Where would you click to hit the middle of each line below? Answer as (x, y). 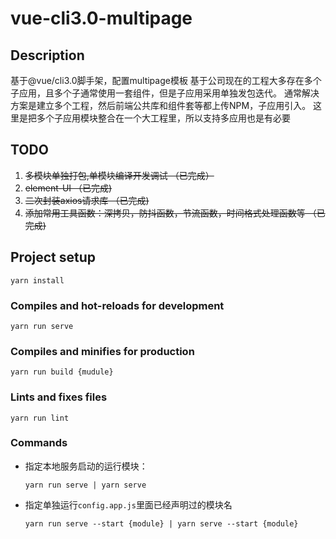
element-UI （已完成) (68, 188)
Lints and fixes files (59, 397)
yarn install (37, 280)
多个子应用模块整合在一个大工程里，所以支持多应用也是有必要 (163, 118)
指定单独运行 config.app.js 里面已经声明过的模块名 (128, 504)
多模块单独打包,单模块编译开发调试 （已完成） (119, 175)
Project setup (53, 257)
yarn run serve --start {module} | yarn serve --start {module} (161, 523)
